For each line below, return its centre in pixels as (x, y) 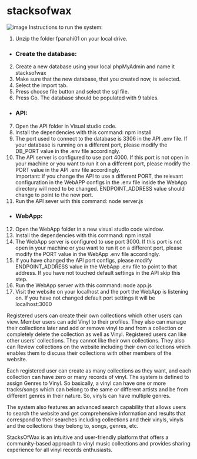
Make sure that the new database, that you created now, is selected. (98, 79)
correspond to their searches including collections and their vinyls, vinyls (95, 420)
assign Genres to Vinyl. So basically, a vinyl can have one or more (86, 383)
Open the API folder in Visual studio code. (66, 126)
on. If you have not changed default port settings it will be (85, 298)
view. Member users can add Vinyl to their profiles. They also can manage (96, 321)
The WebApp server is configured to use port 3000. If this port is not (98, 241)
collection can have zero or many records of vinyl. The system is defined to (98, 377)
